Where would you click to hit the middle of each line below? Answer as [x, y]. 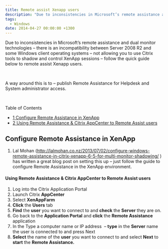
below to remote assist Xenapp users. [44, 64]
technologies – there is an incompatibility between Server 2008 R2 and [78, 48]
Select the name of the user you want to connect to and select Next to [85, 237]
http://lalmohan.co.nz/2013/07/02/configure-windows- [93, 150]
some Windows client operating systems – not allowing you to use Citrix [79, 53]
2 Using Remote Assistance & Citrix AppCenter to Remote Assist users [85, 123]
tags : [11, 19]
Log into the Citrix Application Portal [50, 189]
